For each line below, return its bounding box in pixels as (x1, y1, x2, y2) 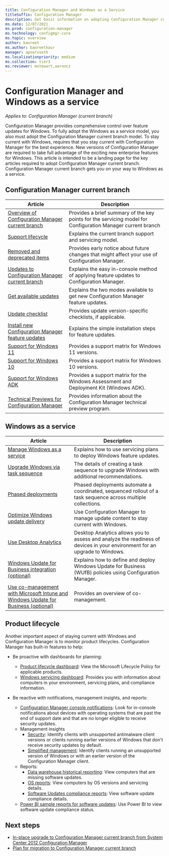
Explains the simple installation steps (68, 324, 156, 331)
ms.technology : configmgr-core (5, 31, 71, 36)
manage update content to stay (73, 514, 148, 521)
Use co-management (8, 583, 59, 590)
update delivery (8, 517, 45, 525)
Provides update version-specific (68, 307, 148, 314)
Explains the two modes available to (68, 286, 153, 293)
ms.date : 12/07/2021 (5, 21, 49, 27)
